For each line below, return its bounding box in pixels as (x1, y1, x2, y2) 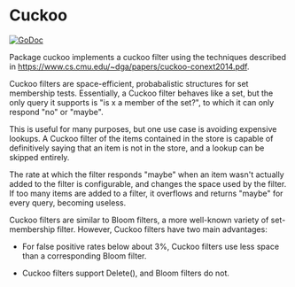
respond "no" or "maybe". (9, 106, 104, 117)
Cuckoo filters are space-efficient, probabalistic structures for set (9, 78, 249, 89)
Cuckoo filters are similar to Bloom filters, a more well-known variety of (9, 214, 269, 225)
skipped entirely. (9, 151, 70, 162)
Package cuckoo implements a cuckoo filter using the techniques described (9, 51, 286, 62)
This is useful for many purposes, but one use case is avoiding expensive (9, 123, 277, 134)
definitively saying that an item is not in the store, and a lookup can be (9, 143, 265, 153)
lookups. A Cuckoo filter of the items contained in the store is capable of (9, 133, 274, 143)
